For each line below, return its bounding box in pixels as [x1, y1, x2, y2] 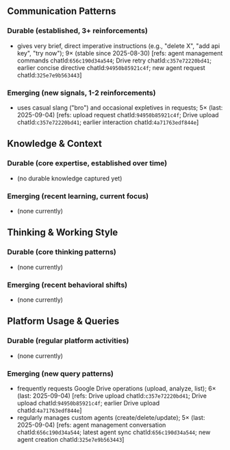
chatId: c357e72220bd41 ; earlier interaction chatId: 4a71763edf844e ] [16, 118, 199, 126]
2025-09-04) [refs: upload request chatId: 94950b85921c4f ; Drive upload [16, 110, 219, 119]
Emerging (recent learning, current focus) [7, 191, 149, 201]
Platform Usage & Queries [7, 316, 120, 327]
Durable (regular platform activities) [7, 336, 129, 346]
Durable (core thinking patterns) [7, 247, 116, 257]
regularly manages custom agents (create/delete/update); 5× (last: [16, 413, 205, 421]
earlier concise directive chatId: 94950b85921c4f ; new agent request [16, 63, 205, 71]
